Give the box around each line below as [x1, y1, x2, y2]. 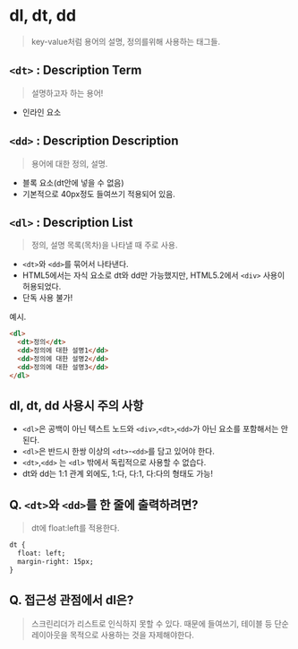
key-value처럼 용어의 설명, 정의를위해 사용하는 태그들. [30, 36, 221, 47]
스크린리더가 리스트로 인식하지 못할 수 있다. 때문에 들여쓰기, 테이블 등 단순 [30, 618, 289, 628]
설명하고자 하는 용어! [30, 87, 104, 99]
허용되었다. [21, 281, 62, 292]
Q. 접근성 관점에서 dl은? [9, 593, 134, 608]
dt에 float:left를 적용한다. [30, 523, 120, 533]
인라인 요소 [21, 107, 62, 117]
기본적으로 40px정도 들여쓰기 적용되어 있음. [21, 188, 176, 199]
